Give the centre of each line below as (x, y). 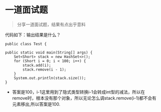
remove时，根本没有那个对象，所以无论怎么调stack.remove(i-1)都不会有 (84, 98)
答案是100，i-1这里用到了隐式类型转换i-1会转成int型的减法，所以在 (79, 92)
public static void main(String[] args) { (49, 52)
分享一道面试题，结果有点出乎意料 (51, 24)
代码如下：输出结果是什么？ (33, 35)
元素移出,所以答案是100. (36, 104)
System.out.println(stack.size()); (50, 78)
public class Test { (26, 44)
